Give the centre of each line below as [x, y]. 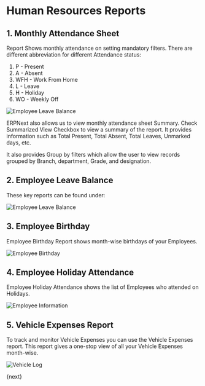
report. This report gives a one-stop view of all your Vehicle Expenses [95, 346]
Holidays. [18, 294]
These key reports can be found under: [56, 195]
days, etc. [19, 143]
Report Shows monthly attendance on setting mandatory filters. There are [99, 48]
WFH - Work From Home [46, 80]
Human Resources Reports [76, 11]
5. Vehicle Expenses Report [60, 325]
